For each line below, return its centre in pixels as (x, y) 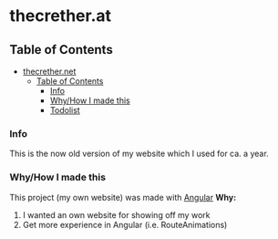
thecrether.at (61, 16)
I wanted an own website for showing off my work (116, 214)
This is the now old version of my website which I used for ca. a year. (139, 154)
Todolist (65, 110)
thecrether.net (49, 71)
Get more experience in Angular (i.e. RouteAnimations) (125, 224)
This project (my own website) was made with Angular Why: (123, 197)
